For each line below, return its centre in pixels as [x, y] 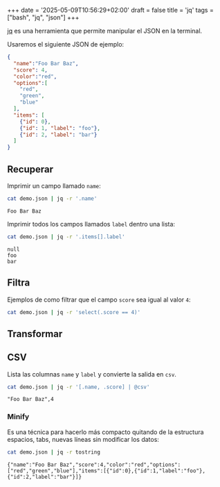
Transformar [35, 334]
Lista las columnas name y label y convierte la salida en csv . [92, 374]
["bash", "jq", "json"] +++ [43, 17]
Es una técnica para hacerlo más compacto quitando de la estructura [106, 432]
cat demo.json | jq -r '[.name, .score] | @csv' [79, 387]
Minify [18, 417]
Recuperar [30, 169]
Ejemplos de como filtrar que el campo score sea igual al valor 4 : [99, 299]
